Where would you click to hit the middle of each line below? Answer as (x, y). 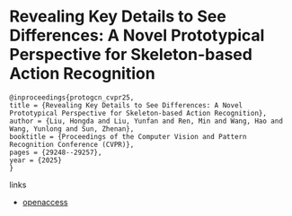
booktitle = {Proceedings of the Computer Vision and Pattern (128, 136)
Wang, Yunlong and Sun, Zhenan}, (72, 129)
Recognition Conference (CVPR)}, (72, 144)
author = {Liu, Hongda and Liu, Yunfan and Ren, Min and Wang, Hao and (146, 121)
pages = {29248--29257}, (56, 152)
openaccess (45, 202)
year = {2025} (36, 160)
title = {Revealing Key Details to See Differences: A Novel (126, 105)
